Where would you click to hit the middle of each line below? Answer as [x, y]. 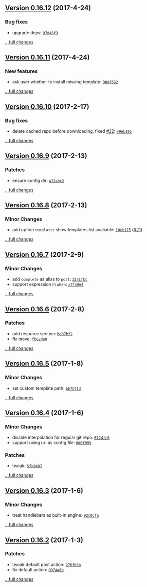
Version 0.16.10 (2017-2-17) [47, 107]
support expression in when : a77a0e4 [48, 284]
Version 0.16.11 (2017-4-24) [47, 57]
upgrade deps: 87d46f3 [35, 32]
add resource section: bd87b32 [42, 333]
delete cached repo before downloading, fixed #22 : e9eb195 [72, 131]
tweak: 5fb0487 [27, 466]
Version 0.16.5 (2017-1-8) [44, 364]
